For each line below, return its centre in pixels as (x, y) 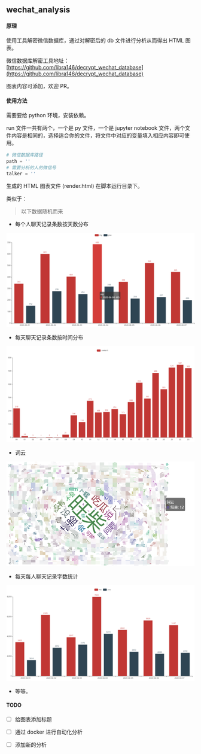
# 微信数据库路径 (25, 155)
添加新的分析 (31, 744)
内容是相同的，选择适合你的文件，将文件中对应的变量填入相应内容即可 (98, 135)
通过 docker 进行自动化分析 (48, 732)
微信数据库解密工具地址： (38, 60)
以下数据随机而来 (42, 211)
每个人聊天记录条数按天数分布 (51, 224)
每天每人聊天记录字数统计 (46, 576)
